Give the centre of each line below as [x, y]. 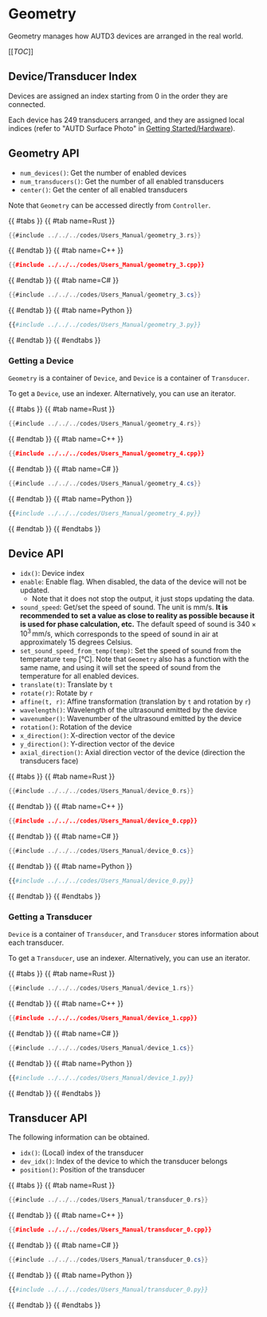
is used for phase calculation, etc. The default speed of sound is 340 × [138, 624]
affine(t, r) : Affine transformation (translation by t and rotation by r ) [135, 702]
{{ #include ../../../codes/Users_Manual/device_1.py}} [101, 1078]
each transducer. [36, 942]
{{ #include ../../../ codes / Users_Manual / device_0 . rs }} [101, 791]
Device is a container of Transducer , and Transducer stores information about [133, 934]
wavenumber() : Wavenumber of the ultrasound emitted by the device [131, 719]
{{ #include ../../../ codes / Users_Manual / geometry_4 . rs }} [105, 424]
